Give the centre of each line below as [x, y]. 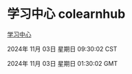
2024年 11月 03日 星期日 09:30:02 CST [62, 49]
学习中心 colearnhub [66, 14]
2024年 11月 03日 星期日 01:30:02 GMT [63, 63]
